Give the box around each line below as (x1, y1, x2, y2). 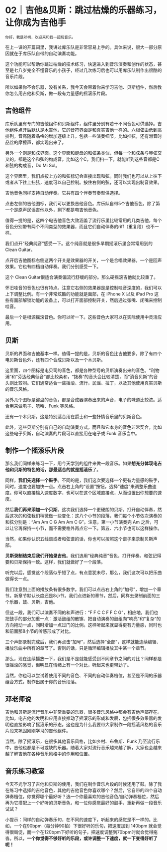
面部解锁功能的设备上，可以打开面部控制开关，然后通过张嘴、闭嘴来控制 (13, 297, 162, 303)
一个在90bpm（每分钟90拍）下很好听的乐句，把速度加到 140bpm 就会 (13, 823, 158, 829)
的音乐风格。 (5, 386, 31, 392)
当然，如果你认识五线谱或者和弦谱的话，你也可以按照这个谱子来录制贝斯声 (5, 536, 158, 542)
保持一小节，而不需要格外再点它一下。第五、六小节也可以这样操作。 (22, 525, 162, 532)
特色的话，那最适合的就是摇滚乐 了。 (26, 467, 101, 473)
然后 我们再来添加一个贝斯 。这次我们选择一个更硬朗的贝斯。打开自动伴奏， (5, 507, 158, 513)
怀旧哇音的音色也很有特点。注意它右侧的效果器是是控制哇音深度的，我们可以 (5, 284, 162, 290)
